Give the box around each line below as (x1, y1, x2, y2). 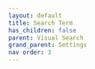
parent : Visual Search (8, 33, 84, 42)
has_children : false (8, 26, 77, 34)
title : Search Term (8, 19, 73, 27)
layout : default (8, 11, 62, 20)
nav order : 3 (8, 48, 52, 56)
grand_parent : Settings (8, 41, 88, 49)
